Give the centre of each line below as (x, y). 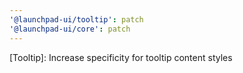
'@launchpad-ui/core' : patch (70, 29)
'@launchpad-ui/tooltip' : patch (76, 19)
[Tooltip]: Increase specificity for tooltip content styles (121, 57)
